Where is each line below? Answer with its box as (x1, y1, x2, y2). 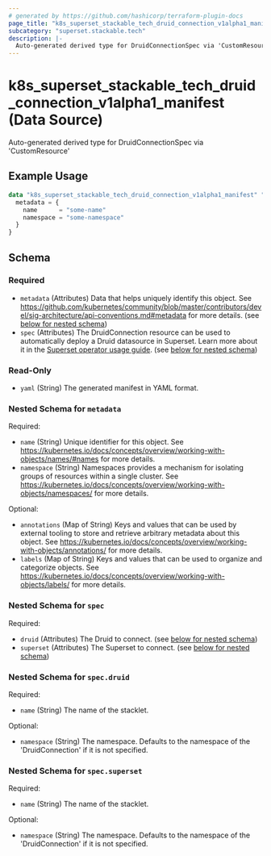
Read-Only (8, 365, 52, 376)
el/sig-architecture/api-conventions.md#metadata (19, 310, 187, 319)
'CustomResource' (8, 146, 70, 156)
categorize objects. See (19, 562, 99, 573)
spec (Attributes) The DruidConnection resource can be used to (19, 328, 231, 337)
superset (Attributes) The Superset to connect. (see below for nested (19, 642, 250, 652)
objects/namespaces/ (19, 489, 93, 499)
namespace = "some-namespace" (23, 213, 125, 222)
